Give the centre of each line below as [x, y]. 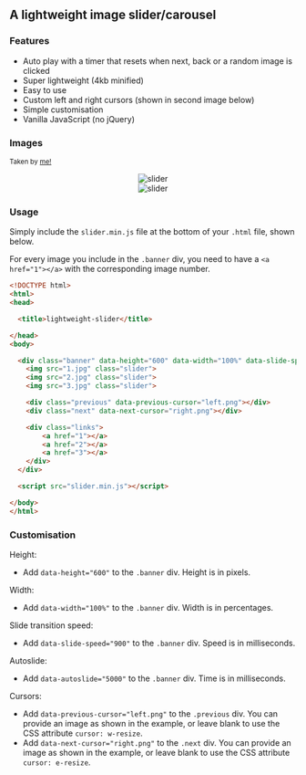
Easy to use [44, 89]
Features [30, 41]
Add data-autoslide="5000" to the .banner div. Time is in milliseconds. [154, 678]
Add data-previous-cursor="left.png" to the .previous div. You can [150, 713]
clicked [36, 70]
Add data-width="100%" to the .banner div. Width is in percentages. [148, 607]
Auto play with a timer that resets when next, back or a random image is [158, 61]
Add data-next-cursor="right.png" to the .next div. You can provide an [157, 742]
